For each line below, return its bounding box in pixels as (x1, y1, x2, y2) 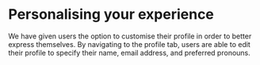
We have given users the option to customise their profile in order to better (8, 31, 252, 41)
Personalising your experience (8, 5, 214, 23)
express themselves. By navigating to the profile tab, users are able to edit (8, 39, 251, 49)
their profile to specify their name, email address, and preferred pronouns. (8, 48, 251, 57)
